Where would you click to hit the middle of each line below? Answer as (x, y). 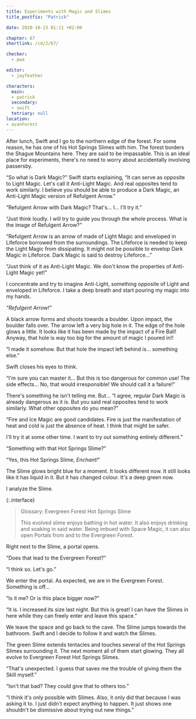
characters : (20, 86)
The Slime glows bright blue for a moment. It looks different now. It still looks (98, 471)
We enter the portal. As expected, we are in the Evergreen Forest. (85, 580)
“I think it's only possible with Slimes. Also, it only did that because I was (94, 697)
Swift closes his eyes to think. (42, 366)
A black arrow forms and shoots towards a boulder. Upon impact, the (89, 319)
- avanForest (22, 124)
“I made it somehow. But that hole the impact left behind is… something (92, 349)
